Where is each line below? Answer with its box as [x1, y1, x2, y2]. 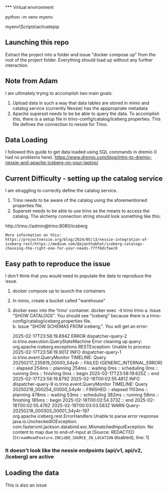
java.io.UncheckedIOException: [12, 419, 78, 425]
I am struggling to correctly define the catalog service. [5, 188, 118, 194]
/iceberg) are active [5, 453, 54, 460]
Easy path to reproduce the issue [5, 260, 111, 268]
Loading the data [5, 469, 59, 477]
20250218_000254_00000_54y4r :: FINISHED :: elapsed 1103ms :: [12, 387, 148, 393]
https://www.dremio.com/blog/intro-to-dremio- [54, 154, 152, 160]
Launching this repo [5, 38, 69, 47]
